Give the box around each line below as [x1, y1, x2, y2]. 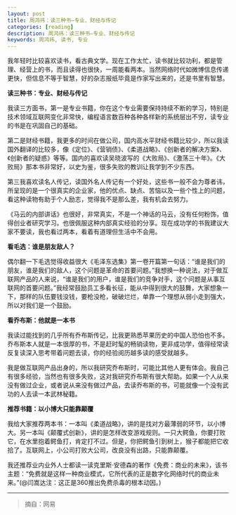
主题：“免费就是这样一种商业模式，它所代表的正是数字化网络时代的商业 [7, 469, 214, 478]
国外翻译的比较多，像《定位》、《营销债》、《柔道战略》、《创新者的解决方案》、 [7, 145, 226, 154]
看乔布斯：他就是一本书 [7, 316, 75, 325]
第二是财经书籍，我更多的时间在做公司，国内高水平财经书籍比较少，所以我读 [7, 136, 229, 145]
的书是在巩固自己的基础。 [7, 121, 81, 130]
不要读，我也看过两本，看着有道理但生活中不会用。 [13, 227, 162, 236]
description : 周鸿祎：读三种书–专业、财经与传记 [7, 29, 136, 37]
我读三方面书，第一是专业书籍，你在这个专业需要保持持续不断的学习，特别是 [7, 104, 229, 112]
